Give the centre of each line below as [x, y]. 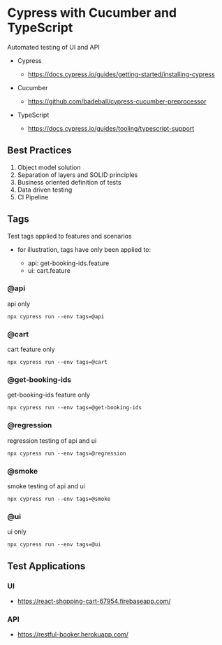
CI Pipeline [33, 197]
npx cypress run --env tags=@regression [67, 453]
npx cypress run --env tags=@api [56, 316]
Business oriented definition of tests [69, 182]
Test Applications [46, 566]
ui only [17, 532]
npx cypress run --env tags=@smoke [59, 499]
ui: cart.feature [49, 270]
